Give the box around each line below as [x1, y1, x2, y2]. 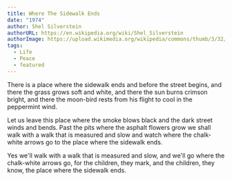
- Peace [13, 55, 36, 62]
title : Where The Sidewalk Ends [7, 10, 100, 17]
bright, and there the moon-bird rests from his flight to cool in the [7, 95, 193, 104]
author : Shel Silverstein [7, 23, 81, 30]
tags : [7, 42, 23, 49]
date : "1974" [7, 17, 45, 23]
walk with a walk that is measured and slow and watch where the [7, 131, 192, 139]
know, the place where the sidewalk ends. [7, 166, 126, 174]
